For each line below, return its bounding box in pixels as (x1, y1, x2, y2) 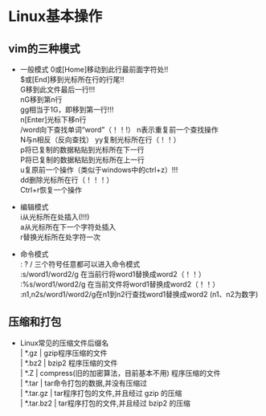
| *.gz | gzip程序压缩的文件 (19, 348, 108, 357)
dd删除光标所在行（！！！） (19, 175, 114, 185)
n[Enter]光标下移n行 (19, 115, 87, 124)
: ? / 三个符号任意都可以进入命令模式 (19, 259, 141, 269)
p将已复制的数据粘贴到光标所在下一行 (19, 145, 145, 154)
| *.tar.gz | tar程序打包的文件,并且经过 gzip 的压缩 (19, 388, 182, 398)
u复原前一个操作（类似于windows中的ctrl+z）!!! (19, 165, 178, 174)
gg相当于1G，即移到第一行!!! (19, 105, 114, 114)
